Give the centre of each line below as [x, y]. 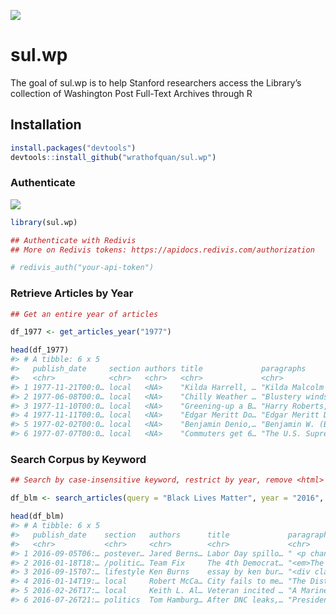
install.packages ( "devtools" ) [73, 148]
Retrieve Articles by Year [72, 293]
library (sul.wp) [44, 222]
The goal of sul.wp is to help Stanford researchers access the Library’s [156, 82]
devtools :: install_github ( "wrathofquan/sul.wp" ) [113, 157]
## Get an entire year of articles [84, 314]
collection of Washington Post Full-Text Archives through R [131, 93]
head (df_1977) [40, 350]
